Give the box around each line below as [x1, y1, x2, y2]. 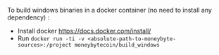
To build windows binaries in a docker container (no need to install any [7, 6, 213, 14]
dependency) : [7, 13, 50, 22]
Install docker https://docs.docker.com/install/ [17, 27, 151, 35]
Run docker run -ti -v [17, 34, 85, 42]
